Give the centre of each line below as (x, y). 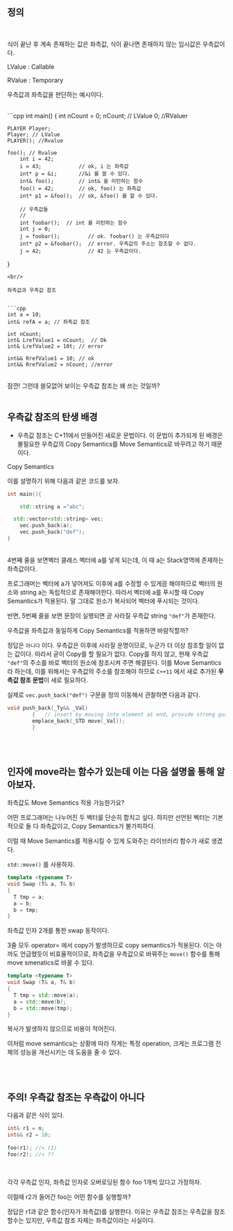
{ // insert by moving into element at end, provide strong (124, 714)
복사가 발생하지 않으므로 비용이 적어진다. (62, 1029)
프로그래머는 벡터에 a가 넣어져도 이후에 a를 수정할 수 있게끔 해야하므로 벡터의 (112, 584)
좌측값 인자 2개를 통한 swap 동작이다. (58, 931)
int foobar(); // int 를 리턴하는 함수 (74, 223)
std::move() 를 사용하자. (41, 864)
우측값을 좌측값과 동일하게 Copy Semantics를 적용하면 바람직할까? (98, 630)
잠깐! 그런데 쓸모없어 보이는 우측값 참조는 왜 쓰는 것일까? (84, 385)
